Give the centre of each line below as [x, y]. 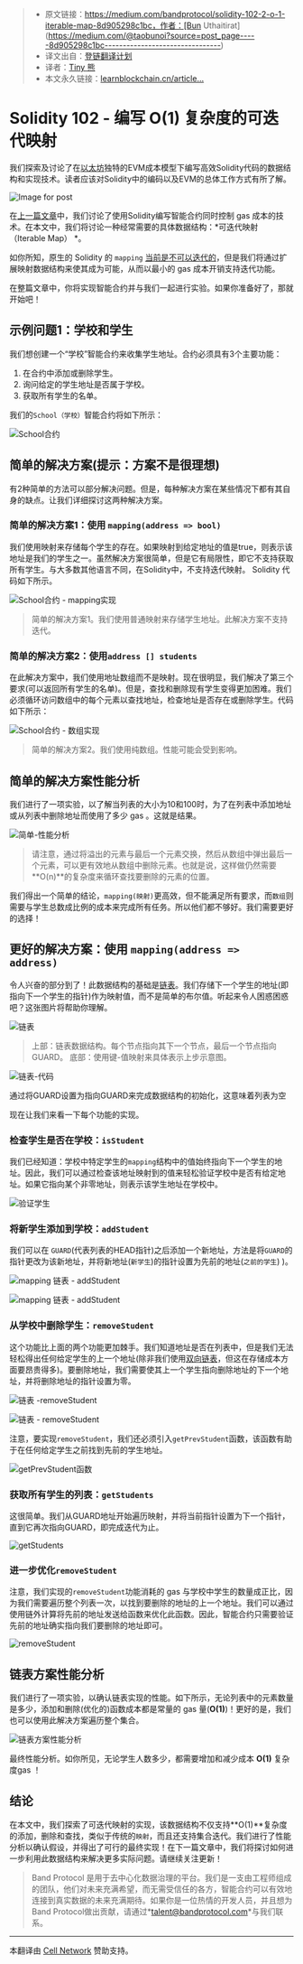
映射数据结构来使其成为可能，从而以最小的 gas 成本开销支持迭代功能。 [148, 268]
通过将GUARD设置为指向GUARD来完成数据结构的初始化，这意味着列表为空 [148, 1095]
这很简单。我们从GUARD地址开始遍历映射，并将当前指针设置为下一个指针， [150, 1515]
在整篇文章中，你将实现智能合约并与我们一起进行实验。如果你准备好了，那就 [151, 287]
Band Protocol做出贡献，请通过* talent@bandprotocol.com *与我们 [153, 1911]
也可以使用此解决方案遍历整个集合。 [77, 1720]
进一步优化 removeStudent [63, 1570]
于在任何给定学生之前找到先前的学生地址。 [88, 1449]
